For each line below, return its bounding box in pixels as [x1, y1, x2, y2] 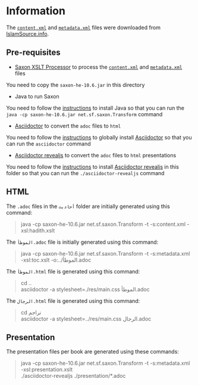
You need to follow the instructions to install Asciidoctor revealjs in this [6, 163, 180, 170]
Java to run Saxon [14, 92, 59, 100]
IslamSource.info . [6, 30, 49, 37]
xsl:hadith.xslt [20, 226, 55, 234]
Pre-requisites [6, 48, 61, 58]
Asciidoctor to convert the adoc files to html [14, 122, 121, 129]
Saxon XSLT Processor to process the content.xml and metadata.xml [14, 63, 183, 70]
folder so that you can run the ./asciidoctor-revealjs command [6, 169, 165, 176]
